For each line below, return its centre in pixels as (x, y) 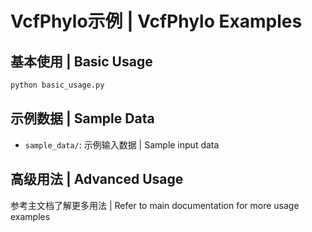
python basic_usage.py (57, 85)
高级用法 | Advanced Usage (97, 179)
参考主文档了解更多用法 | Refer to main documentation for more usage (155, 205)
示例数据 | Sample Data (82, 118)
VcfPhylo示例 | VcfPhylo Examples (156, 21)
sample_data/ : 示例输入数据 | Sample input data (122, 144)
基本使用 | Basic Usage (81, 61)
